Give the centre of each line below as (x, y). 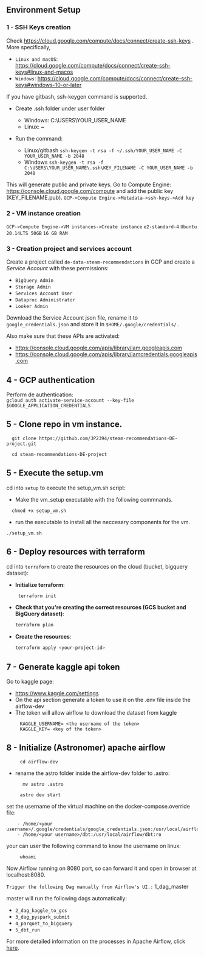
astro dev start (40, 795)
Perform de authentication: (40, 394)
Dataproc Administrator (45, 300)
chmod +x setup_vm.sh (39, 511)
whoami (28, 857)
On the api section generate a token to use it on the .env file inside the (103, 699)
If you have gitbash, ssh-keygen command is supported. (77, 96)
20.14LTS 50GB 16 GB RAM (37, 233)
